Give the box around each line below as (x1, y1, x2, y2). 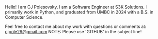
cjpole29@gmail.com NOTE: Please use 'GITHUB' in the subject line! (5, 29, 142, 34)
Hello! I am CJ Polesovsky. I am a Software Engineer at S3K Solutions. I (5, 4, 147, 10)
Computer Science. (5, 14, 44, 20)
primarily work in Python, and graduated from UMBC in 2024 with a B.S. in (5, 9, 154, 15)
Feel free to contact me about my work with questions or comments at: (5, 24, 147, 29)
